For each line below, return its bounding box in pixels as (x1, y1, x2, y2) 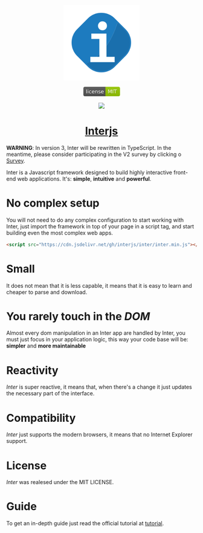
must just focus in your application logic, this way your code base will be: (6, 336, 188, 343)
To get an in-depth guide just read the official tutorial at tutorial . (6, 520, 164, 527)
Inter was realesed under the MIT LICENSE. (6, 479, 114, 486)
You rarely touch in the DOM (6, 309, 150, 323)
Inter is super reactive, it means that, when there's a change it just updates (6, 383, 192, 391)
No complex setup (6, 196, 100, 210)
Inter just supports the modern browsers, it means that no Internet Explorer (6, 431, 193, 438)
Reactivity (6, 363, 59, 377)
